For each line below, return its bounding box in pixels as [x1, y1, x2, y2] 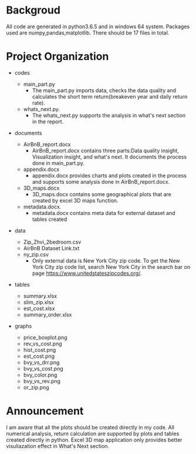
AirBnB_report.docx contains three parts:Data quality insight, [32, 147, 179, 154]
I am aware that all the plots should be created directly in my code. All [6, 423, 175, 431]
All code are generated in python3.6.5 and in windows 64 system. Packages [6, 23, 190, 30]
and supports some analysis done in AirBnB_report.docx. [32, 178, 170, 185]
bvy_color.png [23, 371, 58, 378]
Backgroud [6, 4, 60, 17]
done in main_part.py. [32, 159, 85, 166]
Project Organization [6, 50, 109, 63]
